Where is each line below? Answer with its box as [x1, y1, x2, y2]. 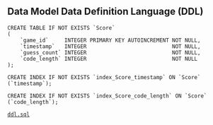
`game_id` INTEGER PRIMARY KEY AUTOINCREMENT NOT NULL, [20, 37, 201, 44]
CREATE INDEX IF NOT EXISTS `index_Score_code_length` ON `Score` [7, 92, 207, 100]
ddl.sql [7, 111, 30, 118]
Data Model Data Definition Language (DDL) [7, 6, 204, 18]
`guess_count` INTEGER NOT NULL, [20, 49, 201, 56]
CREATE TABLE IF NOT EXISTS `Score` [7, 24, 115, 31]
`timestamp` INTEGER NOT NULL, [20, 42, 201, 50]
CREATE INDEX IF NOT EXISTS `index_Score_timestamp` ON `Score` [7, 73, 201, 81]
